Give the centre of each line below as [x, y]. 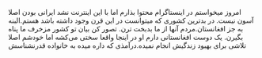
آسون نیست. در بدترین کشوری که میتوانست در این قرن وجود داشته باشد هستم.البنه [131, 20]
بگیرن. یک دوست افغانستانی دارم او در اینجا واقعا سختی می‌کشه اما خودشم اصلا [126, 37]
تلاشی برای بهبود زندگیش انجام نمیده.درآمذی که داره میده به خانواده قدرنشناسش [127, 45]
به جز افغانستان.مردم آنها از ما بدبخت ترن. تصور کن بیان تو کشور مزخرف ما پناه [126, 29]
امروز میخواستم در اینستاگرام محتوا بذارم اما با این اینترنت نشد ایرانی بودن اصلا [125, 12]
